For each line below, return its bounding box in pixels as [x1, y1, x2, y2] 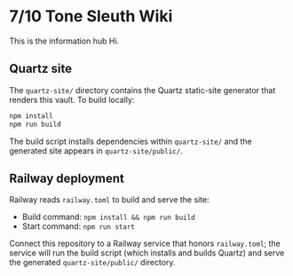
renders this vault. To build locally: [9, 94, 135, 105]
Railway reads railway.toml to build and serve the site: [9, 194, 210, 205]
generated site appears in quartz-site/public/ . [9, 145, 184, 156]
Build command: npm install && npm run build [21, 211, 195, 223]
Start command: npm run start [21, 221, 135, 232]
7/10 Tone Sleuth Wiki [9, 6, 173, 27]
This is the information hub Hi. [9, 35, 120, 46]
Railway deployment [9, 170, 124, 185]
